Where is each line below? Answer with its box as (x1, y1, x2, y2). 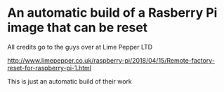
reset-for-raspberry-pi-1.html (7, 63, 92, 72)
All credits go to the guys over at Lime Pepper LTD (7, 43, 153, 51)
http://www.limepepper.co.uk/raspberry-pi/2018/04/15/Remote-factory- (7, 56, 216, 64)
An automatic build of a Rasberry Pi (7, 5, 218, 21)
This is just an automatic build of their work (7, 77, 132, 85)
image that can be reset (7, 20, 148, 36)
